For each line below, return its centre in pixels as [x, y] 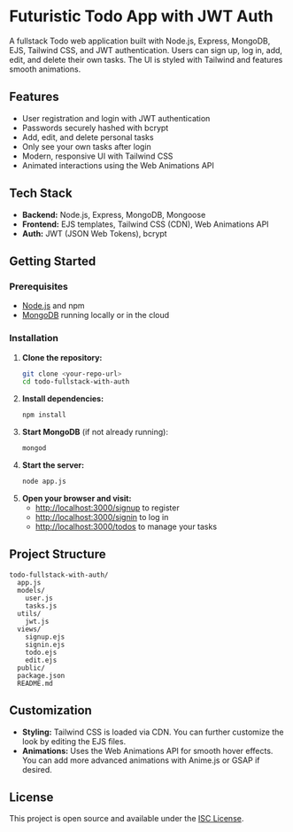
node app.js [44, 482]
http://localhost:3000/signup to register [107, 508]
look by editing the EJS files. [74, 741]
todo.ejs [41, 652]
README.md [35, 683]
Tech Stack [41, 194]
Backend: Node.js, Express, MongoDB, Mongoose [114, 214]
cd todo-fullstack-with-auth [76, 382]
